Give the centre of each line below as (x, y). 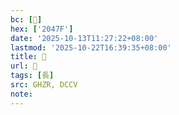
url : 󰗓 (24, 66)
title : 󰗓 (28, 57)
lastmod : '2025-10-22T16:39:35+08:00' (91, 47)
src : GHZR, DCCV (44, 85)
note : (21, 94)
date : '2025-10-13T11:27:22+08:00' (84, 38)
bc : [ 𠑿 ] (26, 19)
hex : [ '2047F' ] (42, 29)
